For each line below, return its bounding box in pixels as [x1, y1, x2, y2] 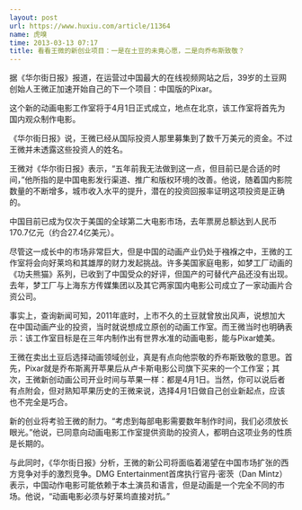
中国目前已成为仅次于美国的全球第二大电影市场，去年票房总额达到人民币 [9, 216, 277, 227]
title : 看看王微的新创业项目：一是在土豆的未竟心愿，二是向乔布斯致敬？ [9, 47, 245, 56]
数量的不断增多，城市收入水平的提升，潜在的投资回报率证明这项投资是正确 [9, 186, 285, 197]
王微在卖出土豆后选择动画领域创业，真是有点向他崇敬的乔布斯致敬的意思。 [9, 352, 285, 363]
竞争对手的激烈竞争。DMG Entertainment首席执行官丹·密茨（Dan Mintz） [16, 469, 288, 479]
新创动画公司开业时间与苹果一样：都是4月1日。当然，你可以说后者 [40, 374, 286, 385]
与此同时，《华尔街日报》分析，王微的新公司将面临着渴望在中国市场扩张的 [9, 457, 281, 468]
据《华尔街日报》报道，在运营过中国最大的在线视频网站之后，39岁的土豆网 [9, 73, 288, 84]
